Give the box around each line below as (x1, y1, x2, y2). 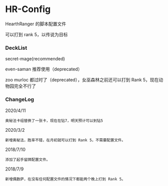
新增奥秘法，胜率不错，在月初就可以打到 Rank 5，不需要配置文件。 (5, 137, 126, 143)
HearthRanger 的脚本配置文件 (5, 21, 66, 27)
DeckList (5, 44, 28, 51)
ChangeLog (5, 96, 34, 103)
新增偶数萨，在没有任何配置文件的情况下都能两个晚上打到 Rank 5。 (5, 176, 126, 181)
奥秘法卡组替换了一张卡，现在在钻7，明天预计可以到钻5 (5, 118, 103, 123)
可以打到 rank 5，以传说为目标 (5, 31, 68, 37)
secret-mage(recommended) (5, 56, 65, 62)
